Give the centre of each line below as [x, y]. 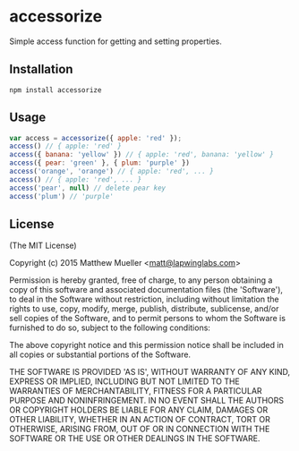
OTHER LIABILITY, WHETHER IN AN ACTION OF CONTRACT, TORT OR [140, 420]
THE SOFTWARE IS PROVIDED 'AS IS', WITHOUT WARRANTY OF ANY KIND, [150, 372]
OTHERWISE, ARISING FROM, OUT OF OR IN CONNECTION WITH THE [140, 429]
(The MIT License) [43, 246]
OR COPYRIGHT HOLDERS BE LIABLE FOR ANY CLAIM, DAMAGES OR [139, 410]
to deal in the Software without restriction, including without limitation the [144, 299]
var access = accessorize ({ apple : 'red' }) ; [95, 138]
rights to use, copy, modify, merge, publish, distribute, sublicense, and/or [144, 309]
